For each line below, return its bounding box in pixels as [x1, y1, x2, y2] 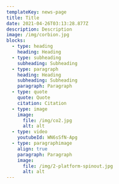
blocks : [6, 37, 26, 44]
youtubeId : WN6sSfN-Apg [17, 134, 78, 141]
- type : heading [12, 44, 53, 50]
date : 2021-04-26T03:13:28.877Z [6, 20, 88, 26]
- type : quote [12, 89, 48, 95]
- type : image [12, 105, 48, 112]
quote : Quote [17, 94, 51, 101]
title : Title [6, 15, 40, 21]
